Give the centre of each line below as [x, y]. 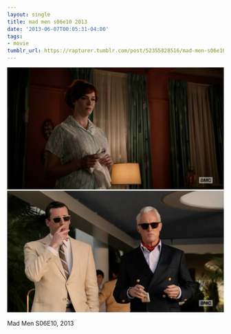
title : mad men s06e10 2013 [47, 22]
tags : [15, 36]
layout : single [29, 14]
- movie [18, 44]
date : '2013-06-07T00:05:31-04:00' [58, 29]
